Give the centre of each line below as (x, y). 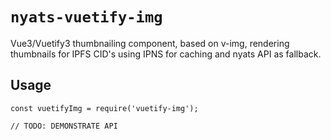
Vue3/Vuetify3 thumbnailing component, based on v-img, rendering (150, 43)
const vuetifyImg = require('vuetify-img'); (104, 108)
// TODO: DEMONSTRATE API (64, 126)
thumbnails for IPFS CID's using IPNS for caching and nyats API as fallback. (166, 54)
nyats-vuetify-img (86, 17)
